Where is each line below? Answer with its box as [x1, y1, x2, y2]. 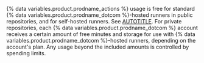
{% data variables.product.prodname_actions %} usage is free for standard [6, 5, 195, 12]
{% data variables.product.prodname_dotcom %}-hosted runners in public [6, 11, 193, 19]
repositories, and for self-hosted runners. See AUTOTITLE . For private [6, 18, 182, 25]
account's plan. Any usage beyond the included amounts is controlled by [6, 43, 189, 50]
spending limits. [6, 50, 46, 56]
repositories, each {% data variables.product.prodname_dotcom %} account [6, 24, 198, 31]
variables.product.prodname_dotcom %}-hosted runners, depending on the [6, 37, 196, 44]
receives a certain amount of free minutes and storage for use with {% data [6, 31, 196, 38]
